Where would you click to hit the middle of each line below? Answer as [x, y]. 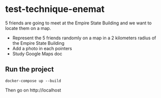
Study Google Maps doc [37, 54]
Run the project [29, 69]
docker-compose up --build [33, 81]
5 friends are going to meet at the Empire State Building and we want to [79, 23]
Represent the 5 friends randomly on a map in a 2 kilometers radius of [84, 38]
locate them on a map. [28, 28]
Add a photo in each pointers [42, 48]
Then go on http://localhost [33, 90]
